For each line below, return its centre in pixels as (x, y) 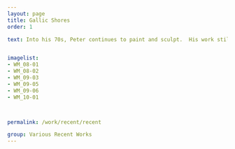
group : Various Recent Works (50, 135)
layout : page (26, 14)
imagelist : (23, 58)
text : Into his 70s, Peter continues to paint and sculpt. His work (111, 39)
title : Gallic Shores (39, 20)
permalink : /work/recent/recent (54, 122)
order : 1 (20, 27)
